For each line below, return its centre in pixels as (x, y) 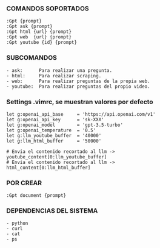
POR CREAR (24, 183)
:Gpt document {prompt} (36, 196)
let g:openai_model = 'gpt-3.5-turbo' (65, 125)
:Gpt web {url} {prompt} (39, 37)
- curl (15, 229)
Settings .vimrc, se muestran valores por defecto (80, 102)
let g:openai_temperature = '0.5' (51, 130)
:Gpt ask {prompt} (29, 27)
